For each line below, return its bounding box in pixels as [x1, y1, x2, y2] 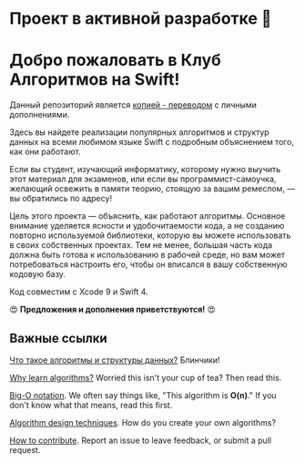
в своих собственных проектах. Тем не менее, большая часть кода [9, 240, 273, 251]
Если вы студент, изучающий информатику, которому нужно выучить [9, 164, 281, 175]
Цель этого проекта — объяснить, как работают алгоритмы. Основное [9, 211, 286, 221]
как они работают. [9, 146, 81, 158]
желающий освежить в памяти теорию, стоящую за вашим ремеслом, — [9, 183, 296, 194]
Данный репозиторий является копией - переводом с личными [9, 99, 258, 110]
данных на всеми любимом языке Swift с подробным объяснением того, [9, 137, 294, 148]
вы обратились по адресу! [9, 193, 112, 204]
